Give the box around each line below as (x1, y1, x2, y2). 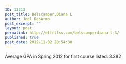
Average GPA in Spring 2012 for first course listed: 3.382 (5, 53, 121, 59)
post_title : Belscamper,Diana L (5, 12, 72, 17)
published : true (5, 35, 39, 40)
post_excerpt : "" (5, 21, 41, 26)
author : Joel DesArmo (5, 16, 50, 21)
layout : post (5, 26, 32, 31)
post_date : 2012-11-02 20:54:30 (5, 40, 72, 45)
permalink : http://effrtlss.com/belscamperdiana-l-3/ (5, 30, 120, 35)
